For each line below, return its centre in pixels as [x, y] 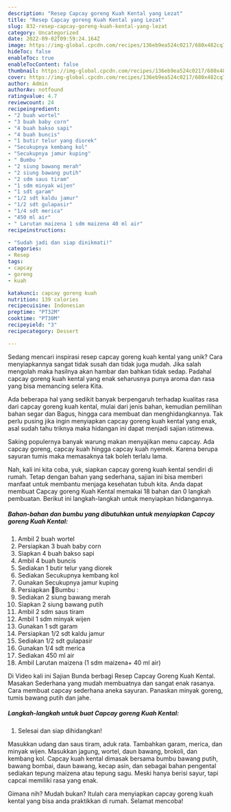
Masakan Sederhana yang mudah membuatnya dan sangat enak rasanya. [111, 683]
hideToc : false [29, 52]
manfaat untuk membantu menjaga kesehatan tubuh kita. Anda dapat [105, 484]
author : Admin [28, 84]
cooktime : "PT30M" [34, 319]
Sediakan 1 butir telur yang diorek [65, 568]
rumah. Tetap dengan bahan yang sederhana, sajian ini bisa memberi [105, 476]
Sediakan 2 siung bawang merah [64, 597]
